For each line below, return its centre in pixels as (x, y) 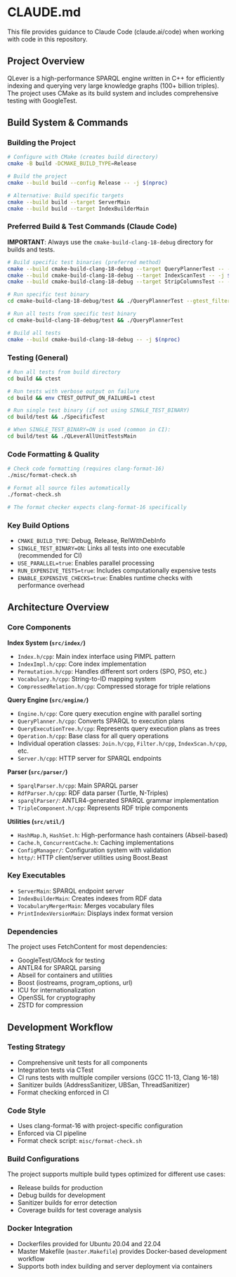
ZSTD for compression (50, 1005)
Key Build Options (39, 525)
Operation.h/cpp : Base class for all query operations (93, 735)
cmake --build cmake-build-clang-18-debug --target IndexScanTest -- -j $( (120, 275)
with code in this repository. (47, 39)
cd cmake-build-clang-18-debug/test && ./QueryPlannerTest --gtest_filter (119, 301)
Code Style (27, 1111)
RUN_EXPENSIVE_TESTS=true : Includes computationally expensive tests (117, 570)
